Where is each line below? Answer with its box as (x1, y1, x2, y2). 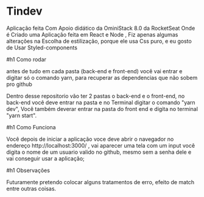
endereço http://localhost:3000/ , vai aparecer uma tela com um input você (6, 141, 195, 149)
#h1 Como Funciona (6, 123, 56, 131)
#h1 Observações (6, 167, 51, 174)
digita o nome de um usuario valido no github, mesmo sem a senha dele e (6, 148, 192, 156)
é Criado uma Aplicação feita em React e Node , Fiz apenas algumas (6, 30, 178, 38)
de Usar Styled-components (6, 44, 78, 51)
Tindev (6, 4, 43, 18)
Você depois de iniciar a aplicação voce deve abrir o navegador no (6, 135, 174, 143)
